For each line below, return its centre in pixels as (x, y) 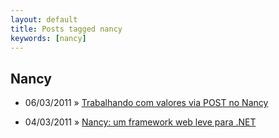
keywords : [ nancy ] (48, 38)
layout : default (44, 19)
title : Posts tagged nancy (66, 29)
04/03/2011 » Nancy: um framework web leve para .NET (140, 122)
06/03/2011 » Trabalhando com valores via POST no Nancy (146, 103)
